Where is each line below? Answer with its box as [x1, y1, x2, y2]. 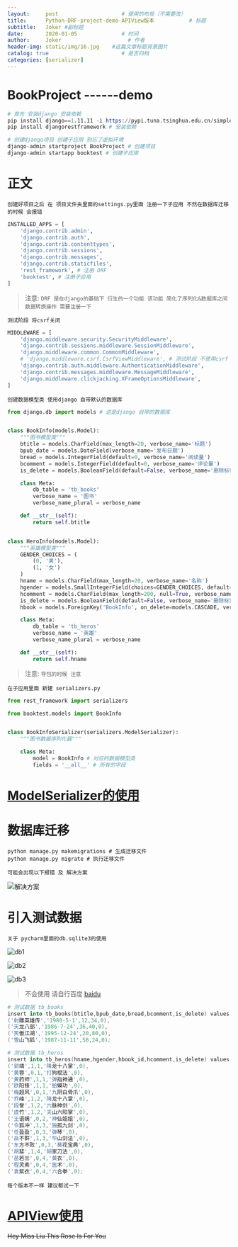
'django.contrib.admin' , [20, 227, 93, 235]
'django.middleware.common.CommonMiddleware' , [20, 349, 160, 356]
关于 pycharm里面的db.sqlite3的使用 [7, 935, 107, 942]
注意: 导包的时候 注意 [24, 669, 81, 677]
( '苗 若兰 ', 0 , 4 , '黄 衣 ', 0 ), [7, 1155, 79, 1162]
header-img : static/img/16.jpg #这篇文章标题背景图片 [7, 43, 169, 50]
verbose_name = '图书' [33, 493, 98, 500]
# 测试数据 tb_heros [7, 1049, 64, 1056]
